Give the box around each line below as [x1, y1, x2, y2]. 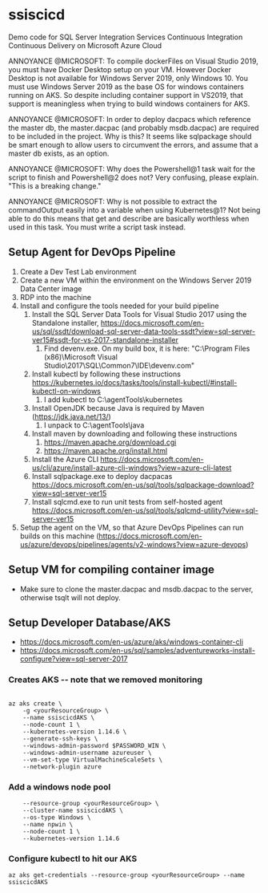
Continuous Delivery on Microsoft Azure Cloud [8, 40, 162, 50]
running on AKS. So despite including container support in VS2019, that [8, 90, 244, 99]
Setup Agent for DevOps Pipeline [8, 246, 176, 259]
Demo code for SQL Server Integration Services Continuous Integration [8, 32, 243, 42]
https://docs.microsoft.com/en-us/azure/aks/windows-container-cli [19, 637, 244, 647]
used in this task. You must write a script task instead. [8, 222, 186, 232]
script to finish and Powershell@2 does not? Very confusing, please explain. [8, 173, 259, 182]
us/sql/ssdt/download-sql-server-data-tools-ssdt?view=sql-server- [31, 327, 256, 336]
